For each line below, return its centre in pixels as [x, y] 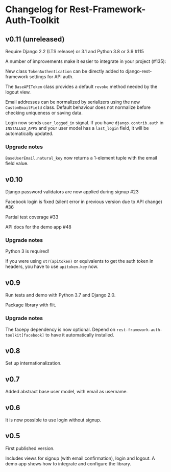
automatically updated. [29, 133]
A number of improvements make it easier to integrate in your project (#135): [86, 61]
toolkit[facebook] [25, 335]
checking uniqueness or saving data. [44, 113]
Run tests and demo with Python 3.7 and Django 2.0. [60, 295]
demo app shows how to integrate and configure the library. [68, 463]
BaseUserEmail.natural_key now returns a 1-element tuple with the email [81, 158]
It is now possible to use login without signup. [53, 420]
